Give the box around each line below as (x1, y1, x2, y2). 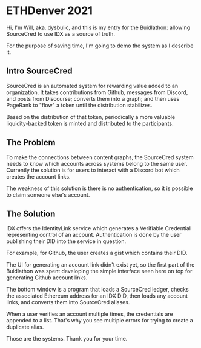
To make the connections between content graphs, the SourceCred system (6, 153, 194, 161)
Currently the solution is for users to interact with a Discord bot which (6, 166, 180, 174)
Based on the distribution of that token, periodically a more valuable (6, 113, 176, 120)
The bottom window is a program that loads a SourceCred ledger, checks (6, 286, 189, 293)
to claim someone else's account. (6, 191, 90, 198)
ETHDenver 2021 (6, 4, 93, 18)
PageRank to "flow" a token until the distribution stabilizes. (6, 101, 153, 109)
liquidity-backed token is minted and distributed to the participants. (6, 120, 174, 127)
